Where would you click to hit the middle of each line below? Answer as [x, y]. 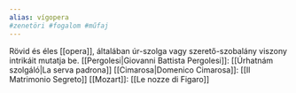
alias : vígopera [39, 17]
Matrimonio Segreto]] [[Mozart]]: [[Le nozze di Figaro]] [109, 79]
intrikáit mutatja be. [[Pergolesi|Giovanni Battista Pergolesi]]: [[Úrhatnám [141, 60]
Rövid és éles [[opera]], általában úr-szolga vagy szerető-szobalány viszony [148, 50]
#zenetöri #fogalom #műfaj [59, 26]
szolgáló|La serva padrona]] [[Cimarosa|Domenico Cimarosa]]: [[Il [130, 70]
